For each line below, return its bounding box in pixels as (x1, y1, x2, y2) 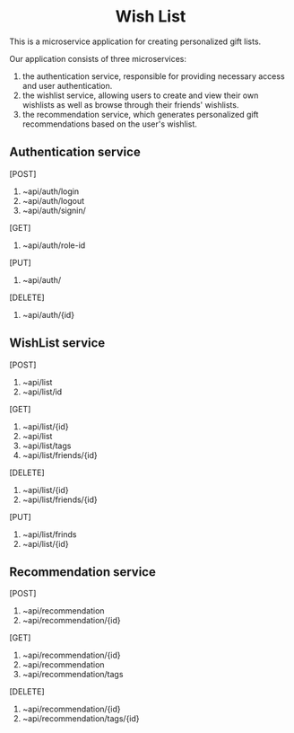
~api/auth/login (22, 186, 80, 197)
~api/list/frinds (22, 528, 77, 540)
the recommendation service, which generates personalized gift (22, 109, 259, 119)
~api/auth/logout (22, 195, 85, 206)
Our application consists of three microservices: (9, 53, 186, 64)
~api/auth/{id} (22, 309, 74, 320)
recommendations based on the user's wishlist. (22, 119, 197, 129)
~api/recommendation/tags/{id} (22, 713, 141, 724)
